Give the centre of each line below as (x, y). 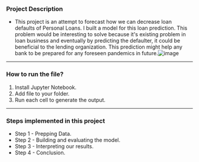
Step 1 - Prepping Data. (43, 134)
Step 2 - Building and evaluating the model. (67, 140)
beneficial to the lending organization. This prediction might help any (98, 47)
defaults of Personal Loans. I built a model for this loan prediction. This (101, 28)
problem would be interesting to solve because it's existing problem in (100, 34)
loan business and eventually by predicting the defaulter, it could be (97, 41)
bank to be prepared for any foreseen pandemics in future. (86, 53)
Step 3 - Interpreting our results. (54, 146)
